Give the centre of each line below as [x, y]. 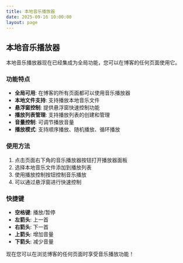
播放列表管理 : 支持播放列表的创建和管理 [62, 115]
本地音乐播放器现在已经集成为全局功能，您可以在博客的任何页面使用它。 [93, 63]
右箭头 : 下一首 [31, 227]
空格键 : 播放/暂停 [35, 212]
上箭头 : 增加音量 [34, 234]
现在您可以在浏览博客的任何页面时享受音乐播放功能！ [70, 254]
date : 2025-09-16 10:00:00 [39, 17]
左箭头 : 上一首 [31, 220]
